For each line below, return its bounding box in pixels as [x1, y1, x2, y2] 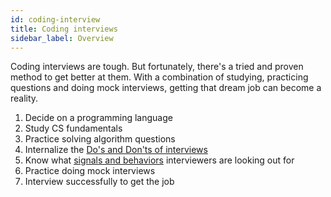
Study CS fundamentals [24, 122, 123, 135]
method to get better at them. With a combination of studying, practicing [10, 71, 309, 83]
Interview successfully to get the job [24, 176, 175, 188]
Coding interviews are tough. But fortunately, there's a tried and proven [10, 61, 304, 73]
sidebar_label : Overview [10, 33, 114, 43]
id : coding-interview [10, 14, 101, 25]
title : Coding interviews [10, 24, 118, 34]
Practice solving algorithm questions [24, 133, 176, 145]
